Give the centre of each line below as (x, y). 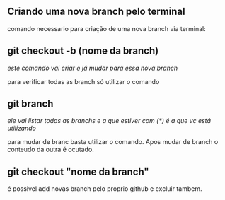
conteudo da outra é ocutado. (51, 149)
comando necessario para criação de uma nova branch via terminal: (107, 28)
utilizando (22, 128)
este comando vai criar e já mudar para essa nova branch (93, 68)
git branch (30, 104)
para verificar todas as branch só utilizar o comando (83, 81)
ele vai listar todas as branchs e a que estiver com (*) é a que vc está (109, 121)
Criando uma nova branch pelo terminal (96, 12)
